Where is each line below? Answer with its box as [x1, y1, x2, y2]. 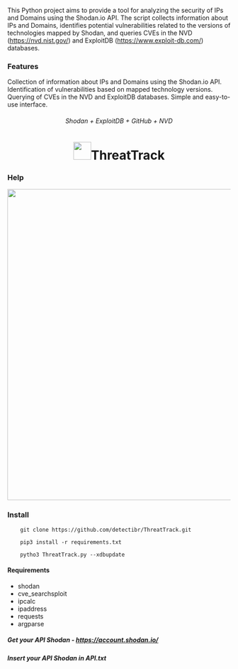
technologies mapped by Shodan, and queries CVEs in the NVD [7, 28, 193, 37]
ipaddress [17, 604, 47, 613]
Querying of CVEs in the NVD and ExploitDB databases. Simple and [7, 92, 204, 102]
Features [7, 61, 39, 71]
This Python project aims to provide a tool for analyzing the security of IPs [7, 6, 224, 14]
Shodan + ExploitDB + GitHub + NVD [64, 117, 174, 125]
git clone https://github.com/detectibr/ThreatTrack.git [20, 526, 192, 533]
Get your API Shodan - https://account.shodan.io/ [7, 636, 159, 644]
